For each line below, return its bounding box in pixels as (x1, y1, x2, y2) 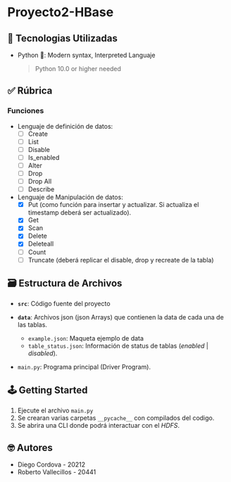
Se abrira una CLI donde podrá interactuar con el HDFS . (17, 421, 180, 430)
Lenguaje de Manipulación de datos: (17, 193, 123, 201)
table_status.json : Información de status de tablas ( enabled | (27, 342, 209, 350)
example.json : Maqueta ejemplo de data (27, 334, 144, 343)
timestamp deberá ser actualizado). (27, 208, 132, 217)
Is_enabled (27, 153, 60, 162)
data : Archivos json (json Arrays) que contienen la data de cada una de (17, 313, 224, 322)
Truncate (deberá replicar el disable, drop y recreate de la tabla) (27, 255, 214, 264)
